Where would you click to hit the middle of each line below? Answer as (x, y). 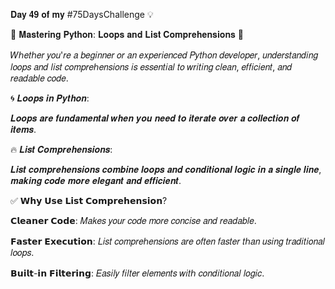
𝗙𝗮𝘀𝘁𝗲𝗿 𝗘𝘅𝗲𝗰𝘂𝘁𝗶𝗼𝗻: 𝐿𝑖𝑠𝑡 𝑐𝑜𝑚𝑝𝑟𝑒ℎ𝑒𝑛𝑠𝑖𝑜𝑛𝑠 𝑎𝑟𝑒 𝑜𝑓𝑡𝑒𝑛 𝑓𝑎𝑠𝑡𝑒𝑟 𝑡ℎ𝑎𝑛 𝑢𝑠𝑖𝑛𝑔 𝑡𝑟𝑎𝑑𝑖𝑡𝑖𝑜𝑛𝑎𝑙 (168, 241)
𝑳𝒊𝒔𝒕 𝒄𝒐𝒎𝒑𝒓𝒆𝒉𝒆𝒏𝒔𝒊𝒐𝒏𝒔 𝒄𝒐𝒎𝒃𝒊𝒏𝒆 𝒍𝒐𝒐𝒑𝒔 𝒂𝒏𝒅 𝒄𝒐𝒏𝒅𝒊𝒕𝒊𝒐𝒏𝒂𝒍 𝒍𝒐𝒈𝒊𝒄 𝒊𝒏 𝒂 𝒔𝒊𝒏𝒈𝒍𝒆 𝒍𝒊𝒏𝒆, (166, 169)
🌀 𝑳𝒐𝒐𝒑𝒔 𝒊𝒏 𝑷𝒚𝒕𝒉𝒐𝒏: (50, 98)
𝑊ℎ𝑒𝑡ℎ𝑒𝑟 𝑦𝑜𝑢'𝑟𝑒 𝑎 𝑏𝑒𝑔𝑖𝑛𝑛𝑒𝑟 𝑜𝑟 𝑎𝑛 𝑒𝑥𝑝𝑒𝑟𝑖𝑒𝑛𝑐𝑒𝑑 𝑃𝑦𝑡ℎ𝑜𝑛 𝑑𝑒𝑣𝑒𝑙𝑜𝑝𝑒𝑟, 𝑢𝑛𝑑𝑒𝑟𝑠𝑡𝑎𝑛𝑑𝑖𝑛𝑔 (164, 55)
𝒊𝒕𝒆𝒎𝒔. (23, 129)
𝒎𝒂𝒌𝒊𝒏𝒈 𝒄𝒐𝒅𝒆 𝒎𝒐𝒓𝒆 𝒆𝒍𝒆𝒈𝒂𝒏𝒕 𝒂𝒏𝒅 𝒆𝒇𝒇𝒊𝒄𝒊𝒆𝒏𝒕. (96, 180)
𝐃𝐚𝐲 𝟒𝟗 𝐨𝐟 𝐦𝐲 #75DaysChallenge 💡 (82, 14)
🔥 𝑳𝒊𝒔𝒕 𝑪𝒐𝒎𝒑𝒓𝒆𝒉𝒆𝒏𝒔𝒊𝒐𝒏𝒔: (61, 149)
